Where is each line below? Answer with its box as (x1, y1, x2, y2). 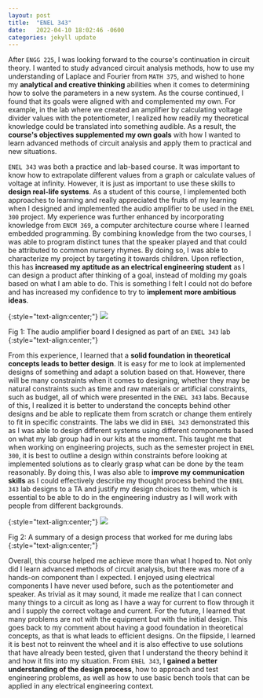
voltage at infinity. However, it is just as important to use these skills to (8, 178, 236, 189)
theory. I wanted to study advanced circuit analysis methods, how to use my (8, 64, 255, 73)
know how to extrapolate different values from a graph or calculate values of (8, 171, 256, 180)
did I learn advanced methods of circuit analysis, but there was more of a (8, 564, 245, 574)
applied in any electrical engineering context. (8, 681, 155, 691)
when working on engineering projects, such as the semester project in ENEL (8, 443, 255, 452)
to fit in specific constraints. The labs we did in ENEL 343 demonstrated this (8, 417, 250, 427)
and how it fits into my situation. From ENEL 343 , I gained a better (8, 656, 218, 666)
